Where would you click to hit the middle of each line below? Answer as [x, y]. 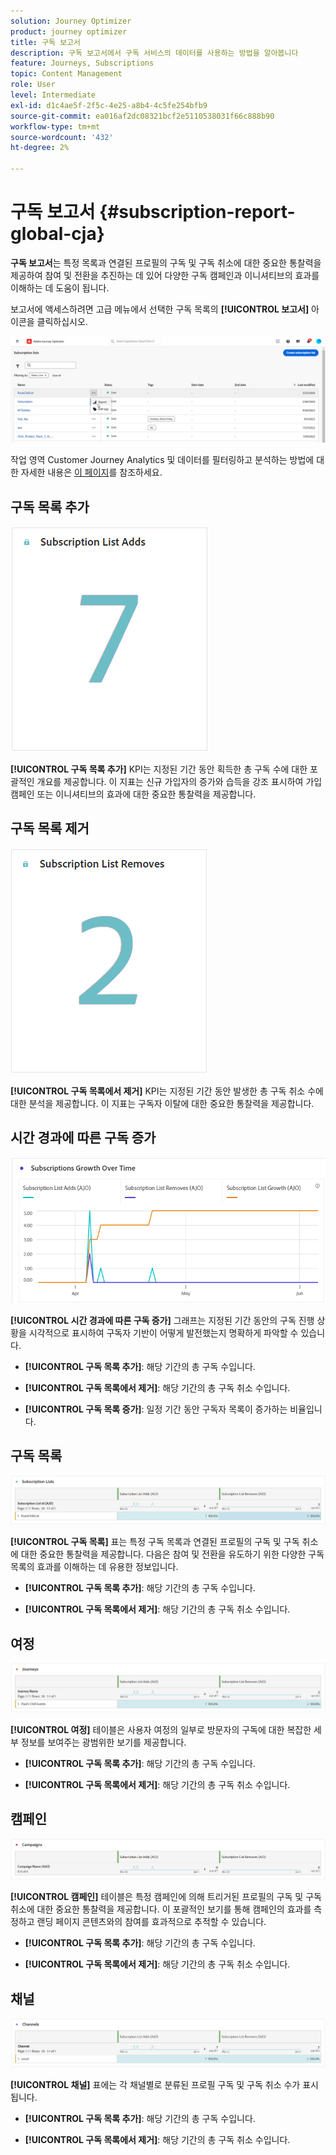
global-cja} [57, 234]
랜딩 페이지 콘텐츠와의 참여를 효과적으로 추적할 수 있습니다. [151, 1922]
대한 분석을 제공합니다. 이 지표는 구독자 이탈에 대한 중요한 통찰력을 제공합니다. [162, 1103]
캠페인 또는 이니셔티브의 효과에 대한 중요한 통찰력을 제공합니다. [133, 794]
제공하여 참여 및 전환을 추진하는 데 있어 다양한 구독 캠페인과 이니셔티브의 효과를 [165, 275]
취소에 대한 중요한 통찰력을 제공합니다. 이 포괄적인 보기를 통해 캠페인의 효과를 [161, 1909]
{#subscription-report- [197, 212]
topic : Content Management [66, 74]
